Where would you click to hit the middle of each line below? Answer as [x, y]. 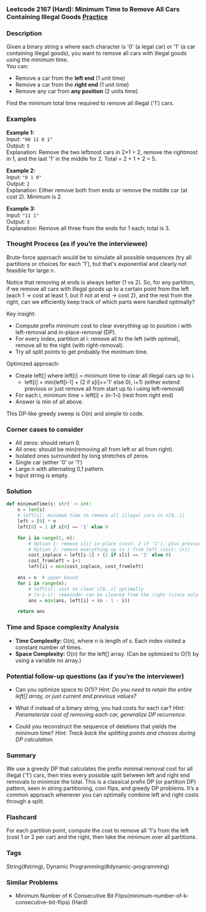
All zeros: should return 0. [48, 443]
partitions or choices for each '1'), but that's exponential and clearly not [97, 263]
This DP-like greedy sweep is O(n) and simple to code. [75, 413]
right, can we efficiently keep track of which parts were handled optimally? [101, 302]
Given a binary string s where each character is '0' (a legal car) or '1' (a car [101, 47]
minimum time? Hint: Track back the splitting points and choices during [105, 733]
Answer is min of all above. [49, 402]
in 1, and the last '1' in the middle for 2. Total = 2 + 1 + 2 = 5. [82, 158]
